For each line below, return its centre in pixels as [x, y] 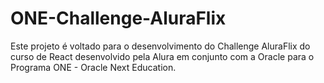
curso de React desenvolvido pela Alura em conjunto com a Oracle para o [162, 56]
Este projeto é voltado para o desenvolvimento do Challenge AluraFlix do [160, 46]
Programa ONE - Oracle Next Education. [93, 67]
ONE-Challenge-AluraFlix [118, 18]
